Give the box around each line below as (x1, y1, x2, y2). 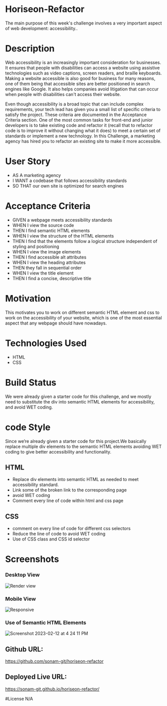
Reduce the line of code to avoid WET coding (12, 531, 106, 537)
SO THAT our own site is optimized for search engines (12, 182, 124, 188)
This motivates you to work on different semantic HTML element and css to (5, 309, 160, 315)
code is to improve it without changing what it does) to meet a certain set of (5, 127, 161, 133)
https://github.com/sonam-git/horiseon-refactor (5, 658, 104, 664)
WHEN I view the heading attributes (12, 259, 86, 265)
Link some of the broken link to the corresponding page (12, 487, 127, 493)
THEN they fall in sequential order (12, 264, 82, 270)
